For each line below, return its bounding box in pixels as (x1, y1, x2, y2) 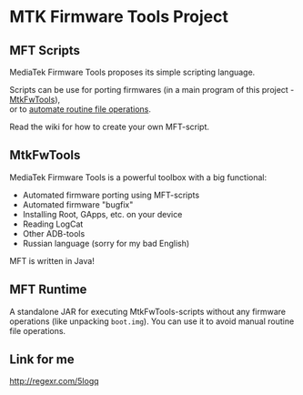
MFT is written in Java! (9, 255, 96, 266)
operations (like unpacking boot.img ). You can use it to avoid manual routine (9, 316, 295, 327)
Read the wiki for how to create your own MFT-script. (9, 121, 210, 132)
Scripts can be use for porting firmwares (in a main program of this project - (9, 85, 295, 95)
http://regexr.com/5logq (9, 376, 99, 387)
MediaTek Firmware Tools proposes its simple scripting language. (9, 66, 256, 77)
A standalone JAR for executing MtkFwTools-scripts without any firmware (9, 306, 287, 317)
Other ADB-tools (22, 228, 86, 238)
